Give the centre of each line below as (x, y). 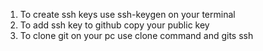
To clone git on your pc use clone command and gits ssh (136, 35)
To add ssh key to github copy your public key (114, 25)
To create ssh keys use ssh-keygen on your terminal (127, 14)
